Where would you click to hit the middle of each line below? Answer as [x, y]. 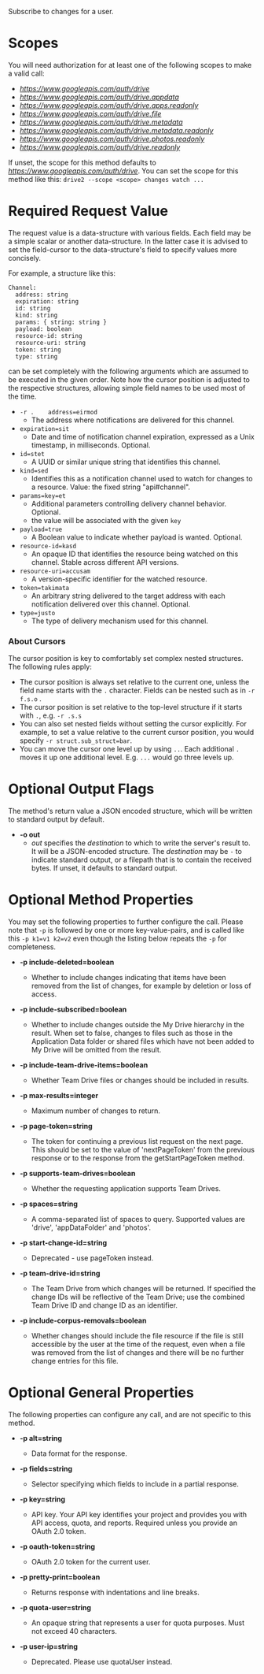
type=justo [37, 613]
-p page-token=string [56, 1127]
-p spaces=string [49, 1204]
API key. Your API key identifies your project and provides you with [139, 1514]
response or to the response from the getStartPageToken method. [138, 1158]
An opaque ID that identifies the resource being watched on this [135, 554]
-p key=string [42, 1499]
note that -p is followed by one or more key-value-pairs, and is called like [126, 930]
